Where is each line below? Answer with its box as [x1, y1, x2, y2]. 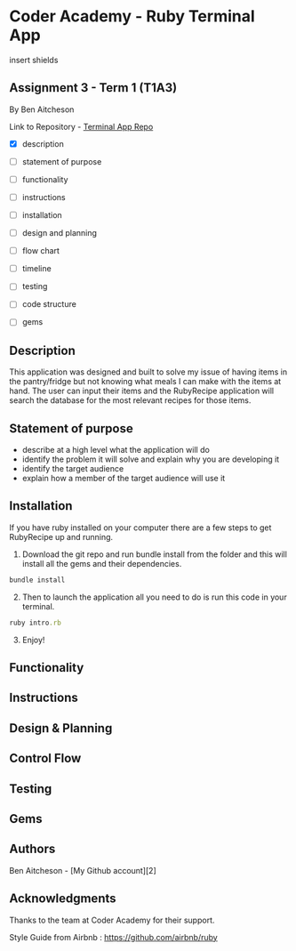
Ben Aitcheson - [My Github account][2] [9, 865, 157, 875]
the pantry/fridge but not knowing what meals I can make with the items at [9, 376, 282, 387]
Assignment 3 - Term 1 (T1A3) [9, 80, 178, 95]
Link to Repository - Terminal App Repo [9, 121, 154, 132]
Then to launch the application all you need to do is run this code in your [21, 592, 287, 602]
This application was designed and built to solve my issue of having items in [9, 367, 287, 377]
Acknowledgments [9, 891, 117, 907]
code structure [21, 299, 77, 310]
